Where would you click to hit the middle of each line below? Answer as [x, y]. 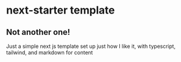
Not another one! [38, 32]
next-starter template [61, 10]
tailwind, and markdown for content [50, 53]
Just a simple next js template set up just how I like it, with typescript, [91, 46]
